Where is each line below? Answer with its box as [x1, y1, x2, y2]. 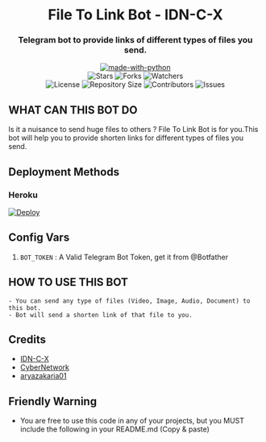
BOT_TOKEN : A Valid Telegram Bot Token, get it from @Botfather [19, 252, 229, 262]
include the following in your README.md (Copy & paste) [19, 424, 210, 434]
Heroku [8, 189, 38, 200]
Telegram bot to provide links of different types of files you [18, 35, 253, 46]
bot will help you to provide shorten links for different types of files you [8, 133, 244, 143]
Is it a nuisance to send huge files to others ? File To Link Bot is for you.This [8, 125, 259, 134]
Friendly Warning [8, 394, 98, 408]
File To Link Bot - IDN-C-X [48, 6, 223, 24]
